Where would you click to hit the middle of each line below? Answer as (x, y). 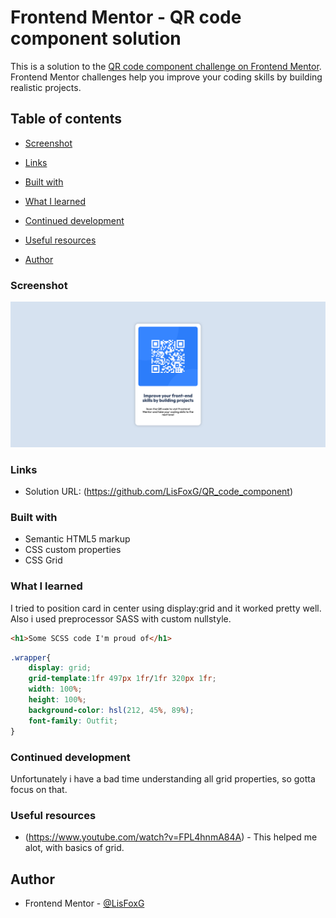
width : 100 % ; (55, 689)
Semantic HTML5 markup (77, 539)
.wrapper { (31, 657)
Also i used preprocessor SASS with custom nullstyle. (121, 618)
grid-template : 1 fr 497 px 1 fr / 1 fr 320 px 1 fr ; (122, 679)
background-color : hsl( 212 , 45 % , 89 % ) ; (111, 710)
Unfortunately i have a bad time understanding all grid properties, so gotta (163, 778)
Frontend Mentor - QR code (126, 17)
